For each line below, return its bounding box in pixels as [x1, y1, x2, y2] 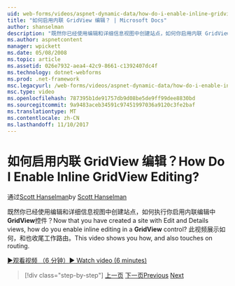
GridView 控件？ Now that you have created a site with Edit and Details [7, 217, 208, 225]
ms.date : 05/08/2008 [7, 50, 68, 57]
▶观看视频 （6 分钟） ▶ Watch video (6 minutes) [7, 257, 148, 265]
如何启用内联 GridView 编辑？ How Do [7, 154, 225, 169]
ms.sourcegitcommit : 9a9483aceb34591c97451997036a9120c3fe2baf [7, 102, 196, 109]
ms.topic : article [7, 56, 61, 63]
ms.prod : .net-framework [7, 75, 80, 83]
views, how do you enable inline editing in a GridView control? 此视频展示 [7, 225, 220, 233]
